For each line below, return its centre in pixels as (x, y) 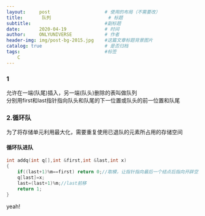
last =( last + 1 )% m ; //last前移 (52, 183)
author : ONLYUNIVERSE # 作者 (63, 35)
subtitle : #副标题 (64, 23)
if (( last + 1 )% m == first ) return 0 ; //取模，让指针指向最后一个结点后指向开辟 (106, 172)
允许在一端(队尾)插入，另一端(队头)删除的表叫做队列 (72, 93)
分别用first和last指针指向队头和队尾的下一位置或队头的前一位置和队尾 (93, 100)
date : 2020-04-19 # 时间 (63, 29)
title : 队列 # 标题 (65, 18)
